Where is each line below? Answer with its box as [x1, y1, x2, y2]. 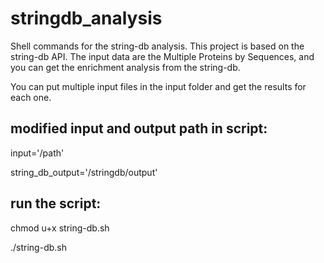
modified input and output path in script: [10, 120, 268, 137]
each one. [10, 91, 52, 103]
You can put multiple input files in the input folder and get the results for [10, 80, 307, 92]
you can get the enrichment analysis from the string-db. [10, 61, 241, 73]
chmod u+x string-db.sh [10, 222, 110, 234]
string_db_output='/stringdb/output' [10, 166, 158, 178]
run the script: [10, 195, 102, 212]
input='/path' [10, 147, 65, 159]
